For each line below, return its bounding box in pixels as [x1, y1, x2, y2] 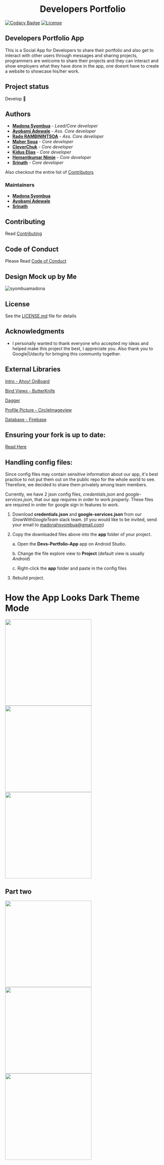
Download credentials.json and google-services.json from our [12, 511, 142, 517]
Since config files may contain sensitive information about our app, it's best [5, 471, 159, 477]
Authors [5, 110, 31, 118]
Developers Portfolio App [5, 34, 85, 42]
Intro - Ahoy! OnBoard [5, 378, 50, 384]
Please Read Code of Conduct [5, 258, 66, 264]
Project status [5, 82, 49, 91]
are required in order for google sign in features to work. [5, 502, 120, 508]
